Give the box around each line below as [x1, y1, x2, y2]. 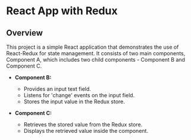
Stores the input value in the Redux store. [23, 98, 125, 105]
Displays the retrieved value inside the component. [23, 128, 149, 134]
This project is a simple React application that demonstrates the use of [6, 43, 179, 50]
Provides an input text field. [23, 85, 91, 93]
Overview [6, 28, 43, 38]
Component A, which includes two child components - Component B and [6, 56, 186, 63]
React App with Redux [6, 4, 118, 18]
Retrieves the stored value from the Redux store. [23, 121, 143, 128]
